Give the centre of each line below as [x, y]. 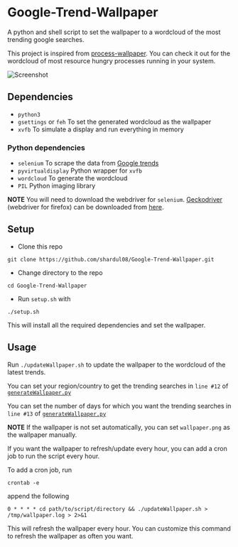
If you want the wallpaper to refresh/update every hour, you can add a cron [117, 448]
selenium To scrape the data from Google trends [88, 163]
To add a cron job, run [40, 470]
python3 [29, 114]
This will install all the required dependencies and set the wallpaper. [107, 325]
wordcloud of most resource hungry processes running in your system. [112, 60]
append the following [38, 496]
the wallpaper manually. [42, 435]
